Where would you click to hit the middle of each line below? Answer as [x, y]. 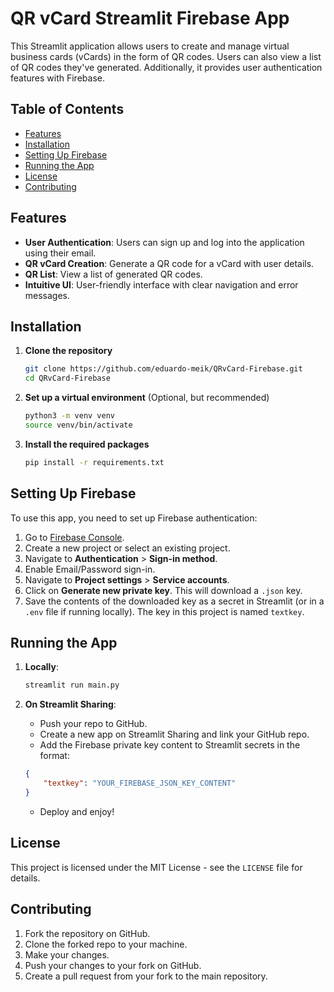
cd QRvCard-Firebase [67, 378]
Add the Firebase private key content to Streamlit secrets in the [170, 745]
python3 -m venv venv [70, 416]
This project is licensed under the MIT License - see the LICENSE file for [156, 867]
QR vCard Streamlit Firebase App [150, 18]
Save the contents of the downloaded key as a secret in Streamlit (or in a [174, 601]
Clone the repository [68, 351]
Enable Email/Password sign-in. [90, 569]
